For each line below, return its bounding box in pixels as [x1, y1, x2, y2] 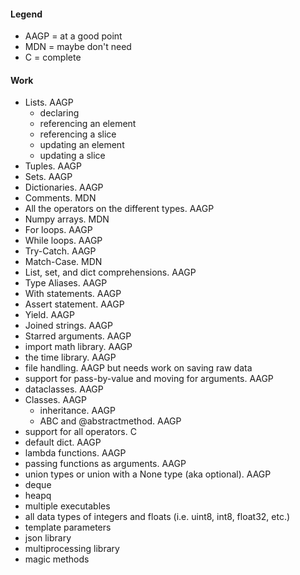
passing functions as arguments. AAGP [24, 458, 187, 470]
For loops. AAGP [24, 224, 93, 236]
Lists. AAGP [24, 96, 74, 109]
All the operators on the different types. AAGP [24, 203, 215, 215]
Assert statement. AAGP [24, 298, 125, 310]
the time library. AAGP [24, 351, 117, 364]
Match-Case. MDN [24, 256, 103, 268]
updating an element [39, 139, 125, 151]
